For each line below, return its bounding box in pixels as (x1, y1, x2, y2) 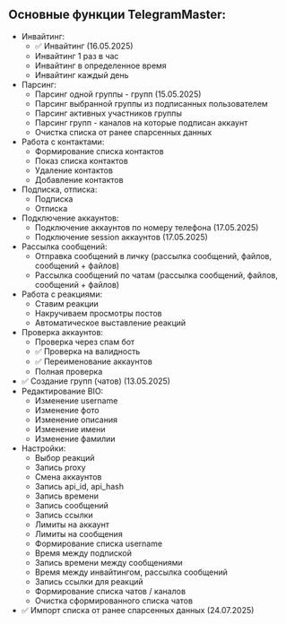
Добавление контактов (34, 174, 124, 185)
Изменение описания (34, 414, 118, 425)
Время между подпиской (34, 547, 132, 559)
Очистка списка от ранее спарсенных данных (34, 126, 212, 137)
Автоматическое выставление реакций (34, 317, 186, 328)
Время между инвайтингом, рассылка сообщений (34, 567, 228, 577)
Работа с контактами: (21, 136, 105, 147)
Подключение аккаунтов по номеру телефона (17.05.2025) (34, 221, 259, 232)
